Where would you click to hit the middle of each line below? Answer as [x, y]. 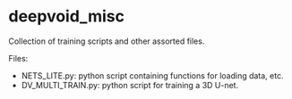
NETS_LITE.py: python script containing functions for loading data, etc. [152, 75]
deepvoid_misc [66, 16]
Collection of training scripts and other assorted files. [107, 41]
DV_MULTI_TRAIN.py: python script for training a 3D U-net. [130, 85]
